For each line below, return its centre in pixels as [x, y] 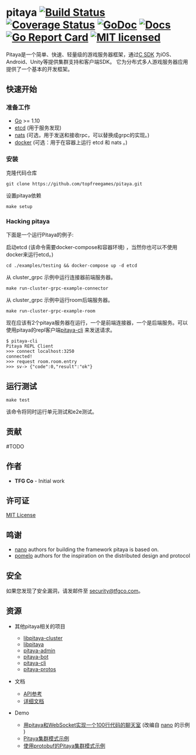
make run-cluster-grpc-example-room [51, 311]
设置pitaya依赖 [24, 195]
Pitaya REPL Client [30, 346]
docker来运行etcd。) [30, 254]
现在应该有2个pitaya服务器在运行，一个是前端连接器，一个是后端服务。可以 [97, 323]
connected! [19, 357]
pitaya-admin [39, 650]
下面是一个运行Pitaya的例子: [40, 235]
